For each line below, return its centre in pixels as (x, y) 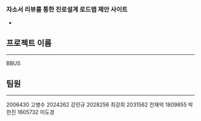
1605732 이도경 (36, 112)
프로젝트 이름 (29, 43)
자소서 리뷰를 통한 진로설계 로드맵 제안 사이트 (67, 9)
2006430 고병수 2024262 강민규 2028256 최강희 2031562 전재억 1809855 (97, 104)
